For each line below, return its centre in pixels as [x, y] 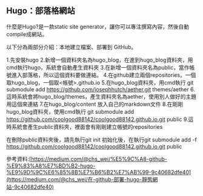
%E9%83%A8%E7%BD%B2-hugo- [51, 166]
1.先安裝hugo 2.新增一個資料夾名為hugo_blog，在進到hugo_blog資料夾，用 [100, 60]
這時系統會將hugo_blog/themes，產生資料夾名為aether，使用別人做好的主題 [101, 96]
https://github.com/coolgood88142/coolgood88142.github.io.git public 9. [97, 119]
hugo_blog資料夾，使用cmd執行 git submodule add [70, 111]
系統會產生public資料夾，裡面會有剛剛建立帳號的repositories [87, 126]
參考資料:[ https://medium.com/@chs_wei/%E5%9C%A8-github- [87, 158]
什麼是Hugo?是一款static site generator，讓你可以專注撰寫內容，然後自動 [98, 27]
